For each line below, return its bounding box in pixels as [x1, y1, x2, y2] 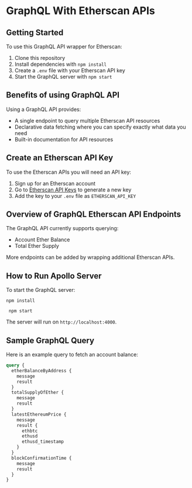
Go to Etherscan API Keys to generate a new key [14, 186, 132, 193]
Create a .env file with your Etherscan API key [14, 67, 126, 74]
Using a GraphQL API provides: [6, 106, 81, 113]
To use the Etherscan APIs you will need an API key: [6, 169, 132, 176]
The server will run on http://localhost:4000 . [6, 318, 117, 325]
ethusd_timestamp [21, 439, 64, 445]
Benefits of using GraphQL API [6, 90, 120, 100]
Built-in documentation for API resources [14, 136, 114, 143]
